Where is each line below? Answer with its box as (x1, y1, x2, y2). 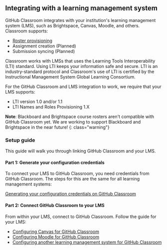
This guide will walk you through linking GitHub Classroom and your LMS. (5, 148, 156, 154)
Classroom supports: (5, 27, 48, 34)
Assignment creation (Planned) (12, 42, 76, 49)
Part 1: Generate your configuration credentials (5, 159, 105, 165)
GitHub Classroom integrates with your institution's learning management (5, 17, 156, 23)
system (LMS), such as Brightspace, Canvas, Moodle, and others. (5, 22, 140, 28)
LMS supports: (5, 88, 36, 94)
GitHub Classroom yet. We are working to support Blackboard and (5, 118, 141, 124)
